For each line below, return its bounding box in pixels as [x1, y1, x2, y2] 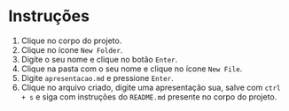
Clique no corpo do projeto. [20, 35, 122, 46]
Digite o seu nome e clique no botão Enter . [20, 54, 178, 64]
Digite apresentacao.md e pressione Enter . [20, 72, 174, 83]
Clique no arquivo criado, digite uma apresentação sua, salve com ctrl [20, 82, 281, 92]
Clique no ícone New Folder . [20, 44, 123, 55]
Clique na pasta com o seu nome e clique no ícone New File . [20, 63, 243, 74]
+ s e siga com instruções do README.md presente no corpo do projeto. [20, 91, 277, 102]
